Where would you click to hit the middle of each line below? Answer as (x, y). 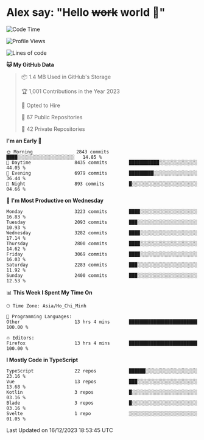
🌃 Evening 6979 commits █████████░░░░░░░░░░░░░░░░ (102, 173)
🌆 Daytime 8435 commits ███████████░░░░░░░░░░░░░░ (102, 162)
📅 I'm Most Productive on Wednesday (55, 200)
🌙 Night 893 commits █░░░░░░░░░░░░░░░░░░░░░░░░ (102, 184)
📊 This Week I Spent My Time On (49, 292)
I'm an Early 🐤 (24, 141)
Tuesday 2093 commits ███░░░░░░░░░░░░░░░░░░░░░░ (102, 222)
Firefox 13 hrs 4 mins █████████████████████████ (102, 343)
